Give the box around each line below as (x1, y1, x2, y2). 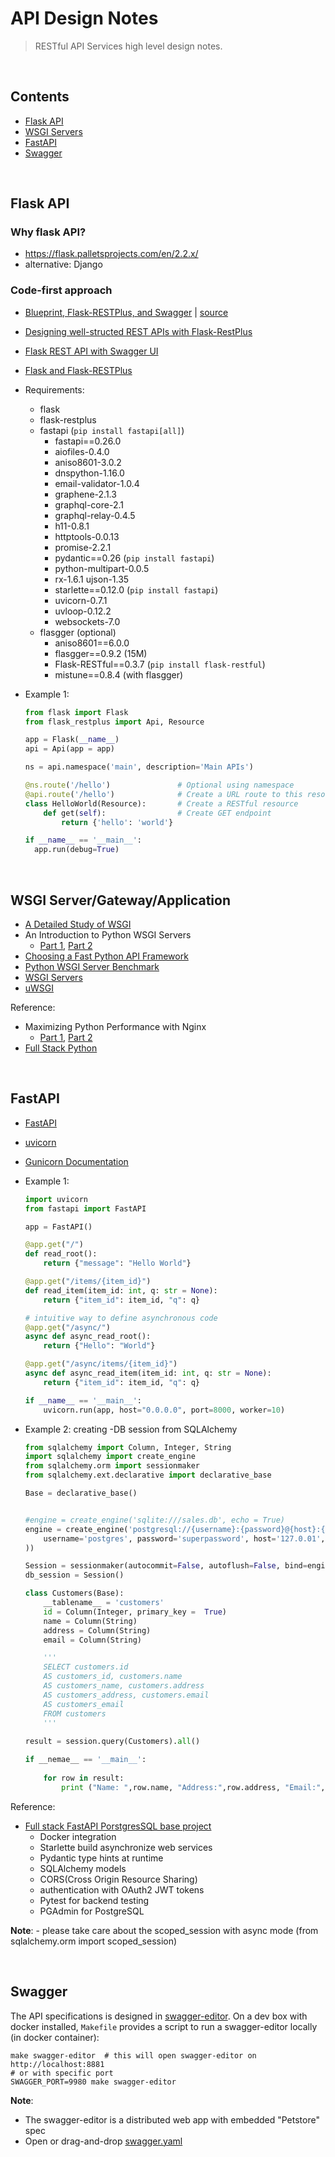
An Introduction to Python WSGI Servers (24, 929, 192, 941)
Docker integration (39, 1830, 117, 1842)
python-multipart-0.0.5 (54, 562, 150, 574)
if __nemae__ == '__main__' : (24, 1755, 147, 1765)
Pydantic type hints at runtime (39, 1852, 164, 1864)
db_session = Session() (24, 1570, 125, 1581)
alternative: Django (24, 258, 103, 271)
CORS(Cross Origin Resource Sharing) (39, 1873, 198, 1885)
